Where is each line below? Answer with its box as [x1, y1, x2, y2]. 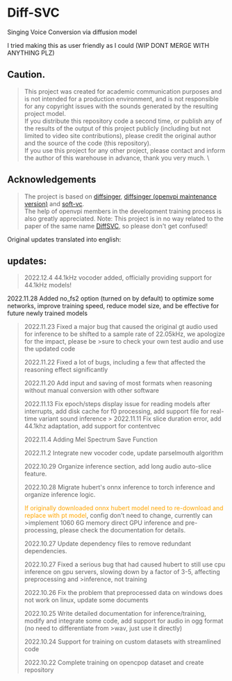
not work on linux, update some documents [24, 596, 149, 605]
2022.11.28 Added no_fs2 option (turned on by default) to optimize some [7, 294, 214, 303]
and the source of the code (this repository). [24, 139, 151, 147]
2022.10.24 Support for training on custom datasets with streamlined [24, 637, 221, 646]
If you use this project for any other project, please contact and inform [24, 146, 226, 154]
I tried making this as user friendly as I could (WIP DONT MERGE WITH [7, 41, 210, 49]
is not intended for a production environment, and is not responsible [24, 94, 219, 103]
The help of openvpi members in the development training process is [24, 207, 222, 215]
